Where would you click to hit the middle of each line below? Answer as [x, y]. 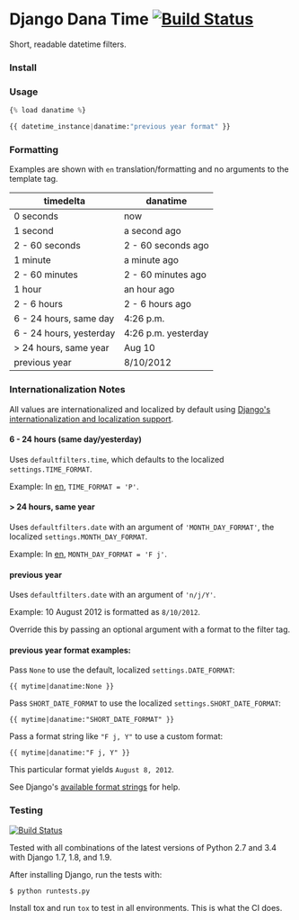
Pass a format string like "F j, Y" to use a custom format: [116, 736]
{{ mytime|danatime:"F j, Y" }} [70, 753]
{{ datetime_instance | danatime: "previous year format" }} [120, 127]
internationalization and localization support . [92, 419]
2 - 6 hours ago [158, 304]
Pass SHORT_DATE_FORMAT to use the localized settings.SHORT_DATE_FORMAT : [145, 703]
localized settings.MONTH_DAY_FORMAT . [79, 537]
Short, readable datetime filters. [68, 44]
